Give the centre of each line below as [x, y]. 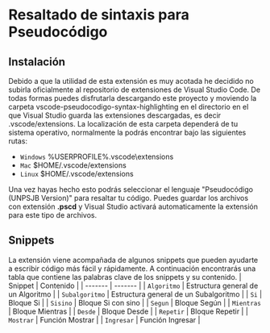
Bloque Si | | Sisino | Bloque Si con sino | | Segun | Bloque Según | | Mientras [135, 302]
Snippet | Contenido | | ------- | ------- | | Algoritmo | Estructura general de [133, 285]
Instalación [37, 62]
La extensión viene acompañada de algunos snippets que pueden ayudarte [133, 260]
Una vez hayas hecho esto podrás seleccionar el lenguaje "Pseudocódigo [131, 189]
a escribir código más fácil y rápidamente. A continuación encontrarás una [132, 268]
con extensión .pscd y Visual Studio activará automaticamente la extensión [133, 206]
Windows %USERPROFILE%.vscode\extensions [97, 156]
